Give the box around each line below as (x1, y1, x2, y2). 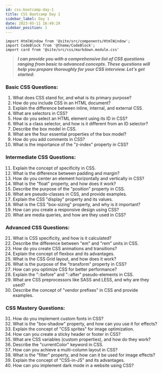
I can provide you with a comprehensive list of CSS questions (17, 56, 145, 62)
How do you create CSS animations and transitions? (12, 246, 117, 252)
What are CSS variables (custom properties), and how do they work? (12, 336, 151, 343)
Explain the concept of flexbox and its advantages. (12, 251, 115, 257)
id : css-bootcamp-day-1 (5, 7, 54, 12)
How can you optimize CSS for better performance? (12, 266, 117, 272)
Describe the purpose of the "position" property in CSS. (12, 186, 125, 191)
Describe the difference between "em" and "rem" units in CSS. (12, 240, 139, 246)
